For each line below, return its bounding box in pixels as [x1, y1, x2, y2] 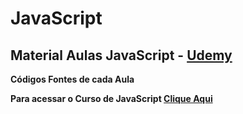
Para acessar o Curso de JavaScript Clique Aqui [10, 93, 213, 104]
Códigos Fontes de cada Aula [10, 73, 135, 85]
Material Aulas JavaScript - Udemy [10, 47, 233, 64]
